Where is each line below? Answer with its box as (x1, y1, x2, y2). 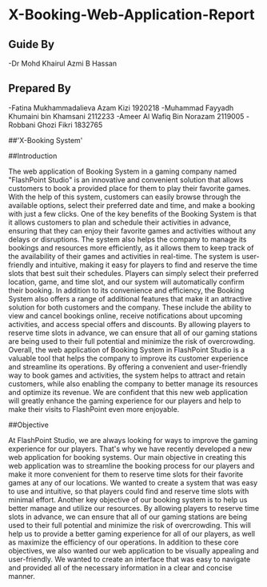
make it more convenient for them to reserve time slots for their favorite (8, 469, 244, 479)
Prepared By (8, 82, 72, 95)
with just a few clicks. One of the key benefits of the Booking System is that (8, 209, 257, 218)
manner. (8, 571, 36, 581)
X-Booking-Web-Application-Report (8, 6, 255, 24)
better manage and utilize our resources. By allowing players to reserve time (8, 503, 260, 513)
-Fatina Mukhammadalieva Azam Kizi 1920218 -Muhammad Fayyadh (8, 102, 234, 113)
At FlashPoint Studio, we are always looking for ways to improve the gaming (8, 435, 258, 445)
